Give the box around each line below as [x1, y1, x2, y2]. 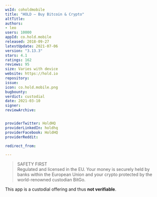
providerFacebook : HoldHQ [5, 130, 58, 135]
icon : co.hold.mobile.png [5, 84, 58, 90]
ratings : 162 [5, 57, 32, 62]
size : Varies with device [5, 67, 58, 72]
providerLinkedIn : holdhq [5, 125, 58, 130]
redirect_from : [5, 143, 36, 148]
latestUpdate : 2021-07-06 [5, 44, 58, 49]
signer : [5, 103, 21, 108]
